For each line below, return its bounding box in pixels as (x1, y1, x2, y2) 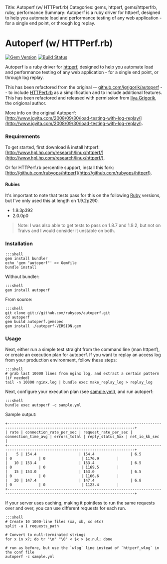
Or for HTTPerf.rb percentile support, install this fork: (5, 164, 114, 170)
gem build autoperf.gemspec (5, 319, 64, 324)
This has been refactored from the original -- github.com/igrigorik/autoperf (5, 84, 160, 90)
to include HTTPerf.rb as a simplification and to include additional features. (8, 89, 163, 95)
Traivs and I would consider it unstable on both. (17, 227, 116, 234)
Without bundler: (5, 273, 40, 279)
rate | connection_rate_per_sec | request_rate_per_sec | (9, 430, 133, 435)
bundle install (5, 264, 37, 269)
